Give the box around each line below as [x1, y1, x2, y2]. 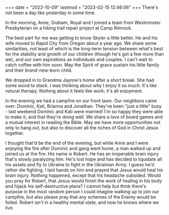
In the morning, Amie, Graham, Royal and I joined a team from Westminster [5, 20, 161, 25]
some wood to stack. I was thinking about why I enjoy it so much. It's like [5, 82, 157, 88]
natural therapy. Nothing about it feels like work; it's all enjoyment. [5, 88, 143, 94]
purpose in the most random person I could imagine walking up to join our [5, 189, 159, 195]
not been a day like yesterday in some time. [5, 10, 96, 16]
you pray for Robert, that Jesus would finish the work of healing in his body [5, 178, 162, 183]
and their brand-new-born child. [5, 67, 72, 73]
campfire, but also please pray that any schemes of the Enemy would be [5, 194, 156, 200]
